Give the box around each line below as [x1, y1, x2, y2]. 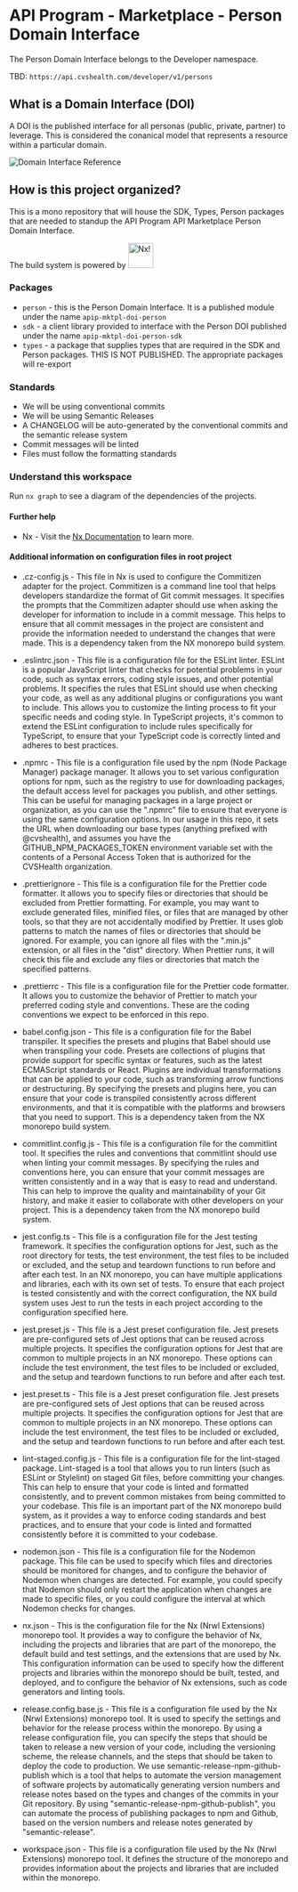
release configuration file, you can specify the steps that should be [21, 1732, 268, 1742]
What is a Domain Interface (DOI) [9, 97, 196, 112]
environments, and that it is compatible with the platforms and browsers [21, 1101, 286, 1113]
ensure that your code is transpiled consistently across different [21, 1092, 257, 1103]
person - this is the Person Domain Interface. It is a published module [21, 302, 275, 313]
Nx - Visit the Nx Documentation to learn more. [21, 531, 195, 541]
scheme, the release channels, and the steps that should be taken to [21, 1750, 273, 1761]
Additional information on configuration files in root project [9, 551, 232, 562]
